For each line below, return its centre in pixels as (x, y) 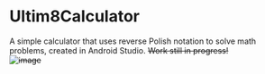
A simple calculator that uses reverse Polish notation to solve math (133, 41)
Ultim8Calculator (74, 16)
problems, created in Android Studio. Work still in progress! (119, 50)
